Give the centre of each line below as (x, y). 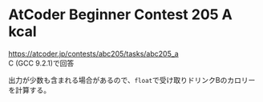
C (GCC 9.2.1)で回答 (41, 63)
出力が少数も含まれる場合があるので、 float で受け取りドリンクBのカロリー (132, 80)
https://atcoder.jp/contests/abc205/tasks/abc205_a (93, 53)
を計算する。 (29, 90)
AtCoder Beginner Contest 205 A (120, 15)
